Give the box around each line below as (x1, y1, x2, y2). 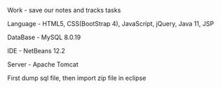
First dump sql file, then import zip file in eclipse (7, 74, 147, 82)
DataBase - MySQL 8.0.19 (7, 33, 81, 41)
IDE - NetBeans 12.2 (7, 47, 65, 55)
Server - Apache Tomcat (7, 60, 79, 69)
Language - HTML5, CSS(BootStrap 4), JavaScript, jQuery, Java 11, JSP (7, 20, 214, 27)
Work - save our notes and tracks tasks (7, 6, 121, 14)
